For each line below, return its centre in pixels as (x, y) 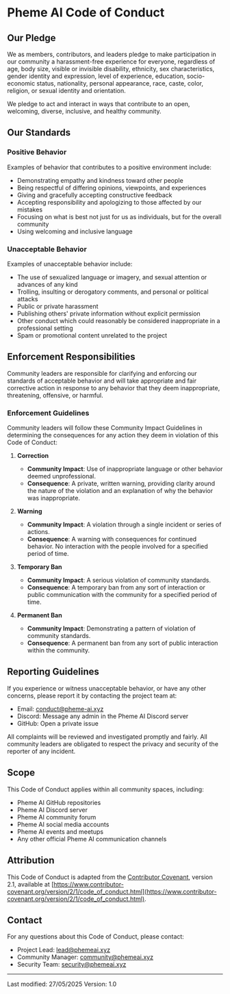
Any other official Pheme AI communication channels (92, 839)
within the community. (59, 650)
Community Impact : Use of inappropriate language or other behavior (125, 469)
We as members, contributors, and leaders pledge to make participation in (112, 54)
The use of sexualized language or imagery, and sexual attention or (112, 277)
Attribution (31, 861)
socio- (196, 76)
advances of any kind (47, 284)
